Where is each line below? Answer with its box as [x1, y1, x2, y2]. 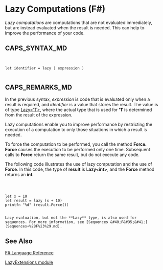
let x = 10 [5, 194, 27, 199]
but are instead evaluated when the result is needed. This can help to [5, 24, 144, 30]
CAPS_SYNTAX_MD [5, 44, 67, 52]
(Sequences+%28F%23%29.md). [5, 224, 63, 228]
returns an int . [5, 171, 34, 177]
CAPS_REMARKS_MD [5, 83, 72, 91]
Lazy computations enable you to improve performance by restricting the [5, 121, 153, 127]
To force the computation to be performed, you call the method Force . [5, 141, 147, 147]
